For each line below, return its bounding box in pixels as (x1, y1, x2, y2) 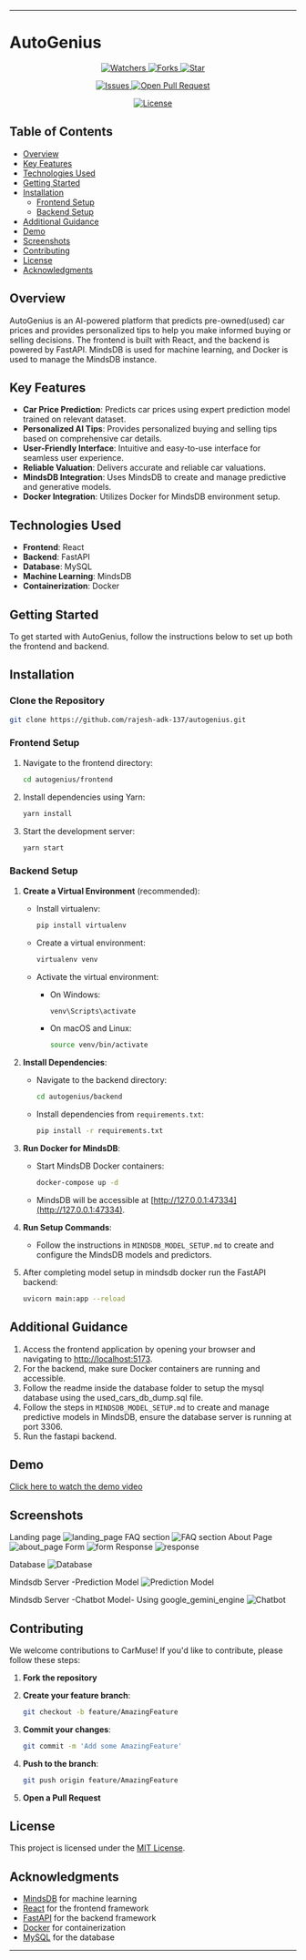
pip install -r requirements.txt (36, 1127, 164, 1136)
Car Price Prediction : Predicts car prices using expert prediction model (22, 404, 291, 415)
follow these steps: (9, 1655, 80, 1666)
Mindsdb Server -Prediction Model (9, 1577, 139, 1587)
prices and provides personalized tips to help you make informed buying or (9, 324, 291, 335)
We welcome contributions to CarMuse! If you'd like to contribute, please (9, 1645, 284, 1656)
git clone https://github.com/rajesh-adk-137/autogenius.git (9, 715, 247, 724)
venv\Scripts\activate (49, 1006, 137, 1016)
